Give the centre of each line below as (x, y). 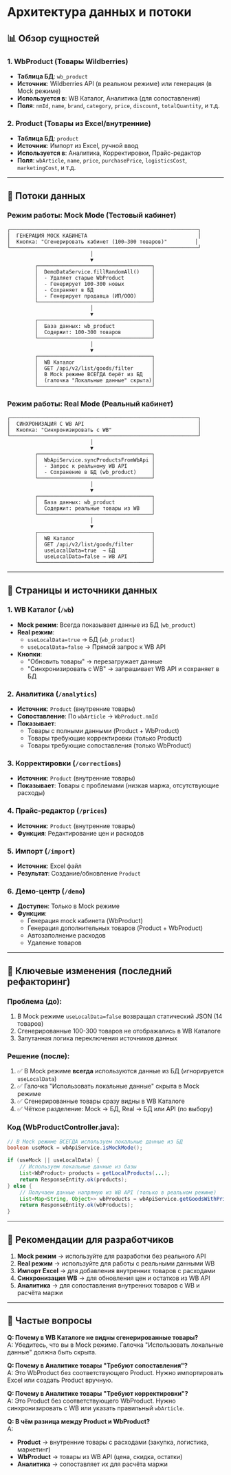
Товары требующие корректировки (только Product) (104, 739)
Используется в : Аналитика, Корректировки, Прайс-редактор (109, 153)
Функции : (32, 914)
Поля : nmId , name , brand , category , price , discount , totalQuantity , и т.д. (118, 105)
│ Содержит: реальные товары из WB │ (95, 508)
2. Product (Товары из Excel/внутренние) (79, 123)
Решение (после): (38, 1056)
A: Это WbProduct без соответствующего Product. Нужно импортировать (115, 1372)
